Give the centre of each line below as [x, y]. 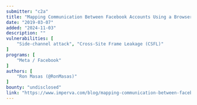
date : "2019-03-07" [30, 22]
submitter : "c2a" [27, 11]
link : [13, 93]
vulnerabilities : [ [30, 38]
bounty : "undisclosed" [34, 87]
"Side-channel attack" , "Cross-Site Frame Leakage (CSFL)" [90, 44]
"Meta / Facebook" [39, 60]
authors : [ [19, 71]
